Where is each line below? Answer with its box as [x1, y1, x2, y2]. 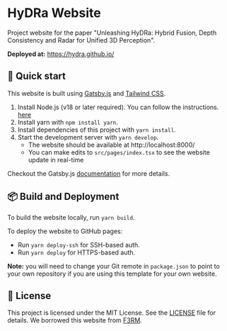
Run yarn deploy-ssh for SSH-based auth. [17, 240, 140, 249]
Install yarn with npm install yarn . [17, 118, 119, 126]
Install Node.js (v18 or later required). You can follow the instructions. [17, 103, 219, 111]
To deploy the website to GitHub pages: [7, 227, 123, 235]
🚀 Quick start [7, 70, 66, 82]
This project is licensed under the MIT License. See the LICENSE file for [7, 308, 216, 317]
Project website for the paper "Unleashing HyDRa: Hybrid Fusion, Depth [7, 28, 217, 37]
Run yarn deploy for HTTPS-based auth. [17, 248, 136, 257]
